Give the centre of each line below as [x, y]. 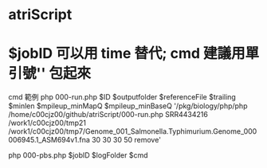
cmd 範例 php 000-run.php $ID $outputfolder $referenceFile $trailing [122, 97]
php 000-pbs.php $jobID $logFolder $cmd [78, 155]
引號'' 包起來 [50, 74]
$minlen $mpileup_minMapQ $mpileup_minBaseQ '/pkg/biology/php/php [128, 106]
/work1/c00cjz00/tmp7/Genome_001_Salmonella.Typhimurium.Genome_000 [133, 131]
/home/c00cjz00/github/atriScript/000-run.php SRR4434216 [108, 115]
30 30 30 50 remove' [126, 140]
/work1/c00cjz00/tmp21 [47, 123]
